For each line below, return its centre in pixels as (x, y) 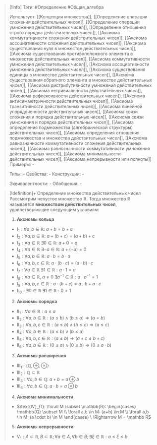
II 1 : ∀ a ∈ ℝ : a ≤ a (36, 312)
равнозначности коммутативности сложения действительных (75, 143)
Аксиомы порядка (37, 301)
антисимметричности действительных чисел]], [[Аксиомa (71, 101)
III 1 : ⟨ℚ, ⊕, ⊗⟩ (33, 366)
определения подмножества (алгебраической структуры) (71, 127)
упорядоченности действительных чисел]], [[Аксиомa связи (74, 112)
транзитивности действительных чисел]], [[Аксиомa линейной (76, 106)
